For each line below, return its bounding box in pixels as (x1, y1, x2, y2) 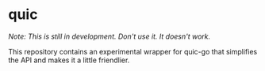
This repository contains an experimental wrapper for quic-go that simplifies (8, 47, 258, 56)
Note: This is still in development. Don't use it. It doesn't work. (8, 32, 211, 41)
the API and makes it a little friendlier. (8, 55, 130, 65)
